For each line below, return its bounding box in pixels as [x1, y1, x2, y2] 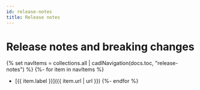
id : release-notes [6, 8, 52, 15]
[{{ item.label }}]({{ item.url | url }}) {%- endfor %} [14, 77, 139, 85]
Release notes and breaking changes [6, 40, 195, 54]
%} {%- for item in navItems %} [26, 66, 104, 73]
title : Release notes [6, 14, 61, 20]
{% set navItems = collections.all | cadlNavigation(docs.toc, [6, 60, 154, 67]
